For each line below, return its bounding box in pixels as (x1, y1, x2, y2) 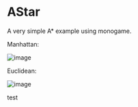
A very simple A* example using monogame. (7, 27, 132, 35)
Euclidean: (7, 67, 37, 75)
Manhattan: (7, 40, 40, 48)
